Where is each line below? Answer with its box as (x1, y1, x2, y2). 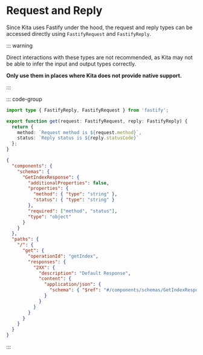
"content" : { (38, 276, 71, 282)
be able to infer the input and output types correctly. (6, 60, 137, 67)
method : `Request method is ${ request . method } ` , (17, 129, 142, 135)
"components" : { (11, 163, 53, 169)
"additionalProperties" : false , (28, 180, 110, 186)
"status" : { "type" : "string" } (33, 197, 115, 203)
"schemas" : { (17, 168, 50, 175)
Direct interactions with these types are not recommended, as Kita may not (6, 53, 193, 61)
